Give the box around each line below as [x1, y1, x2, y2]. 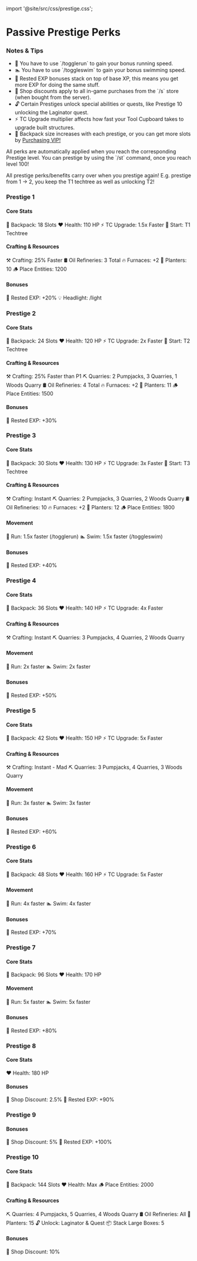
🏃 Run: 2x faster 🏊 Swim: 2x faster [6, 663, 91, 670]
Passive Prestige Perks [6, 26, 121, 39]
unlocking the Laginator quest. [14, 109, 89, 116]
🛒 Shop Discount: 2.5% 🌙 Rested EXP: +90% [6, 1096, 115, 1103]
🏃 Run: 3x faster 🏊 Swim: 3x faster [6, 799, 91, 806]
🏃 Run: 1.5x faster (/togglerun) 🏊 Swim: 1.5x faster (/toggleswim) [6, 533, 163, 540]
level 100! [6, 160, 29, 167]
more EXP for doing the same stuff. [14, 81, 100, 88]
